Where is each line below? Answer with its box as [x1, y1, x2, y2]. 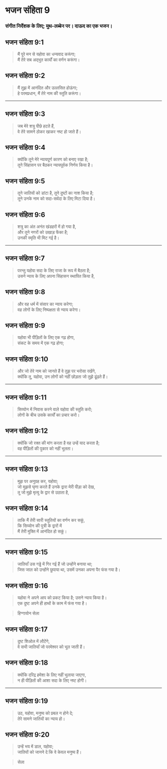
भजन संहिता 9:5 [5, 177, 45, 185]
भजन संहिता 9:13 [5, 465, 48, 474]
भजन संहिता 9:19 [5, 697, 48, 705]
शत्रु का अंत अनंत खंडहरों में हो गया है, [17, 224, 77, 230]
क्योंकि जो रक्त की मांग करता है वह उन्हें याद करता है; [17, 440, 100, 446]
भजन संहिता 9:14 [5, 504, 49, 513]
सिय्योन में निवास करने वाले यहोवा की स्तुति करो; [17, 406, 92, 412]
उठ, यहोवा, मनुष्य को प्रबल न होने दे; [17, 710, 74, 716]
